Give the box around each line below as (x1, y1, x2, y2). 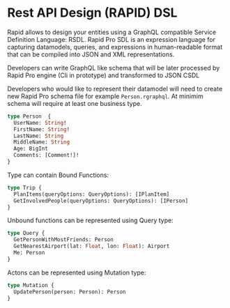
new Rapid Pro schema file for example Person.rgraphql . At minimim (7, 92, 204, 100)
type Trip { (7, 184, 42, 191)
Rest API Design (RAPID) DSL (7, 5, 178, 21)
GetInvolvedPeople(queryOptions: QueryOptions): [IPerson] (13, 197, 189, 204)
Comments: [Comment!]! (13, 152, 79, 159)
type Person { (7, 113, 52, 120)
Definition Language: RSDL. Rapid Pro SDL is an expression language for (7, 35, 216, 43)
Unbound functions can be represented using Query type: (7, 216, 174, 224)
